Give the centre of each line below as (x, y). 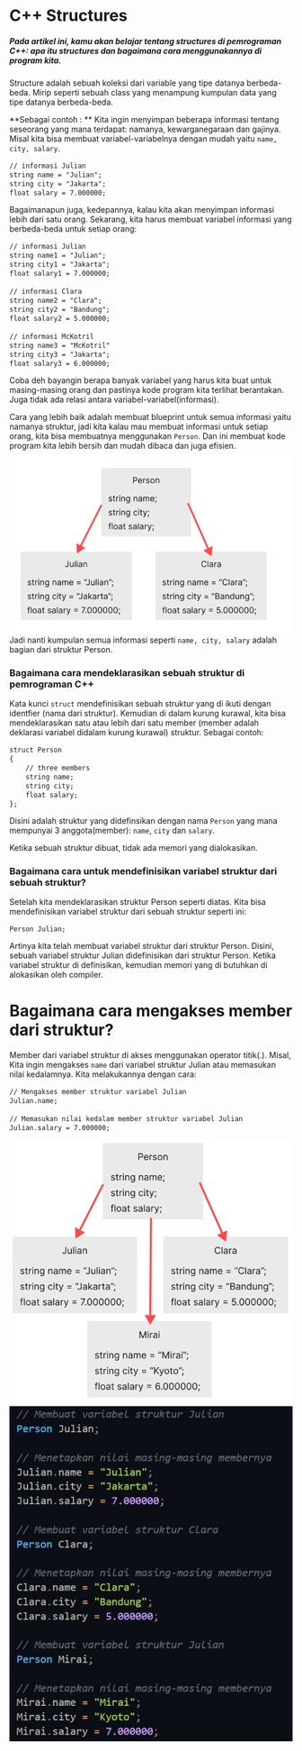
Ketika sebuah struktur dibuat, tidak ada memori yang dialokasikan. (133, 847)
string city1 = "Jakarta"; (60, 265)
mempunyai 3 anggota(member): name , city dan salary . (112, 830)
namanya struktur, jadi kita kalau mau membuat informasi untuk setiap (139, 427)
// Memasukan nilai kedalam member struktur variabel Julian (126, 1119)
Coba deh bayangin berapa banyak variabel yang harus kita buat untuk (141, 380)
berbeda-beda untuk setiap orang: (73, 229)
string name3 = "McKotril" (60, 346)
